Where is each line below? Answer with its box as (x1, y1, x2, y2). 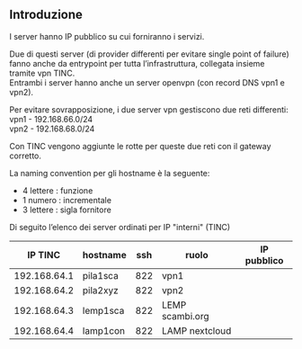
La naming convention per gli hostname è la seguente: (9, 167, 210, 178)
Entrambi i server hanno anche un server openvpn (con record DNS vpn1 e (9, 76, 285, 88)
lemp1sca (82, 304, 125, 317)
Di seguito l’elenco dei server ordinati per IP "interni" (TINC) (9, 221, 231, 232)
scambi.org (161, 309, 209, 322)
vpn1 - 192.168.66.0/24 (9, 113, 93, 124)
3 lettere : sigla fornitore (22, 204, 112, 215)
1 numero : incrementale (22, 194, 112, 205)
